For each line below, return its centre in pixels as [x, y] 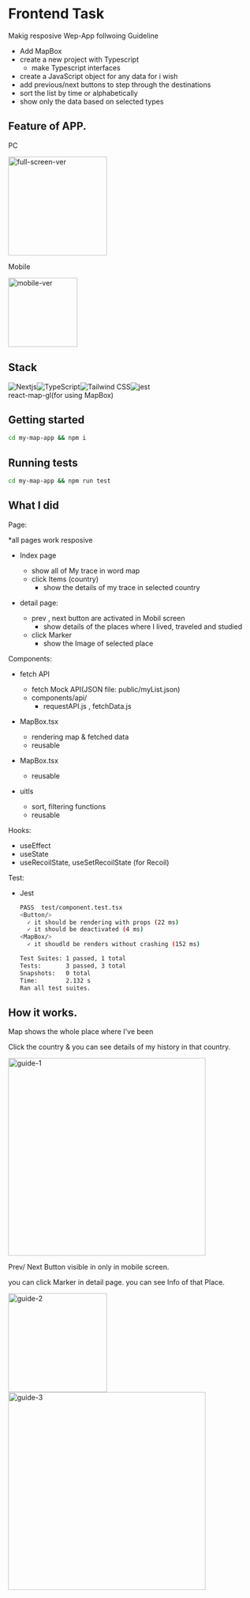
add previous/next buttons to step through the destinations [115, 85]
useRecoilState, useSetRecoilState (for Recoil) [94, 862]
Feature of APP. [47, 126]
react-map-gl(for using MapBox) [61, 395]
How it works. [43, 1012]
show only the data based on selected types [91, 101]
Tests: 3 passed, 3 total [73, 966]
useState [34, 854]
